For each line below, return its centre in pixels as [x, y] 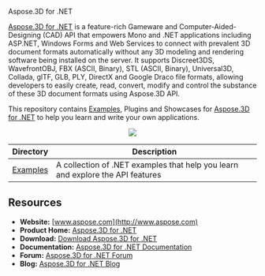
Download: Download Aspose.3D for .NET [88, 238]
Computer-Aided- [207, 26]
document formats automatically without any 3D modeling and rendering [126, 52]
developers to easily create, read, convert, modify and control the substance [132, 85]
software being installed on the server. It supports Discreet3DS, [111, 60]
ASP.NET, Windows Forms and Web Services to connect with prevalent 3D [129, 43]
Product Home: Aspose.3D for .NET [78, 230]
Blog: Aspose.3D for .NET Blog [70, 263]
